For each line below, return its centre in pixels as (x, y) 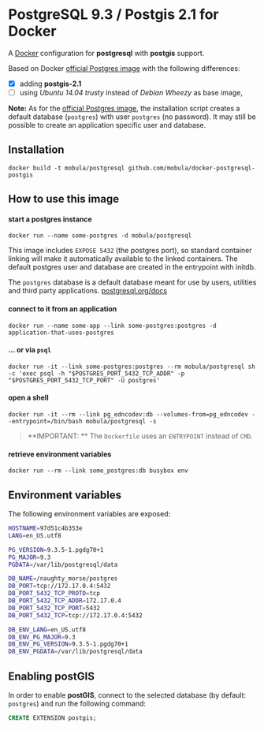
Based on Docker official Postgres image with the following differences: (124, 68)
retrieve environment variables (60, 454)
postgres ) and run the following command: (77, 704)
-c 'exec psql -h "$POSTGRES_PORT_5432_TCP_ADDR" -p (97, 373)
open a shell (28, 398)
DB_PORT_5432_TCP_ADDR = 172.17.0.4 (65, 601)
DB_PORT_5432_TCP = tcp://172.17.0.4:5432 (76, 615)
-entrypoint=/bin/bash (45, 422)
